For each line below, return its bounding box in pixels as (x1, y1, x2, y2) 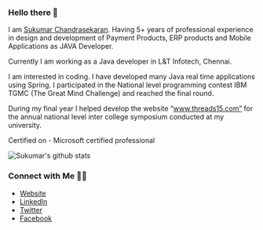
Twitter (19, 205, 43, 214)
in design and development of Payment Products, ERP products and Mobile (8, 33, 251, 42)
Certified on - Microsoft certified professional (8, 136, 155, 145)
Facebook (19, 214, 53, 223)
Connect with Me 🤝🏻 (8, 170, 88, 181)
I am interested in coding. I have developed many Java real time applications (8, 72, 256, 82)
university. (8, 121, 42, 130)
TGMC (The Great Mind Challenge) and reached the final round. (8, 89, 214, 98)
